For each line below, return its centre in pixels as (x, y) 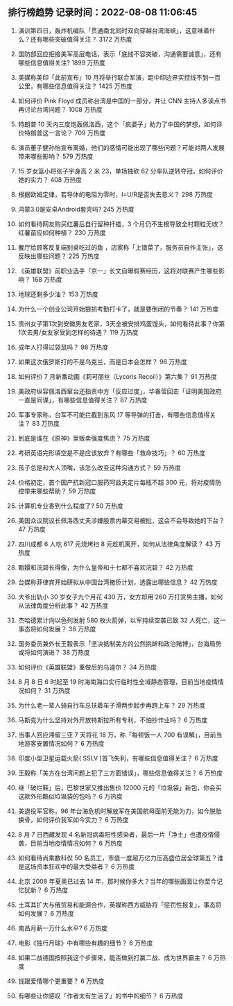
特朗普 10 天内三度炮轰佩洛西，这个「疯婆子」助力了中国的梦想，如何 (117, 124)
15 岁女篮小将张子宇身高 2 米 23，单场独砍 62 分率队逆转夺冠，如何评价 (121, 171)
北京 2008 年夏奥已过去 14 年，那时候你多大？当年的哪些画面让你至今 (117, 881)
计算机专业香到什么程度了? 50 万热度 (70, 506)
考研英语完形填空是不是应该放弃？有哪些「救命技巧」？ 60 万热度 (112, 452)
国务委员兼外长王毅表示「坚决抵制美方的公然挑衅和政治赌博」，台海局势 (120, 643)
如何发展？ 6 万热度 (46, 913)
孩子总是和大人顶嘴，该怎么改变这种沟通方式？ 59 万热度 (99, 468)
